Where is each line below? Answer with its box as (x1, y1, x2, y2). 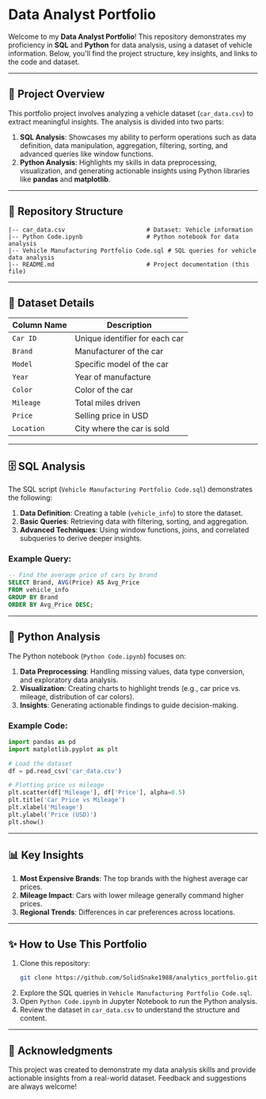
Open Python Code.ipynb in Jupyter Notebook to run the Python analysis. (19, 997, 258, 1006)
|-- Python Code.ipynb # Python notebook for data (8, 232, 239, 241)
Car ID (12, 334, 37, 343)
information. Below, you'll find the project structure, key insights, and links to (8, 48, 258, 58)
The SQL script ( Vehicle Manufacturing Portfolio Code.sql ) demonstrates (8, 485, 253, 494)
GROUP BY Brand (8, 593, 59, 601)
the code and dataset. (8, 57, 80, 67)
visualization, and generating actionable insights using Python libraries (19, 166, 250, 175)
